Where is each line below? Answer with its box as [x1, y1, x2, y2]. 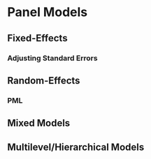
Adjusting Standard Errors [7, 53, 98, 63]
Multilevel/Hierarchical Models [7, 141, 145, 153]
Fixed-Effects [7, 32, 68, 44]
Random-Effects [7, 74, 80, 86]
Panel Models [7, 4, 88, 20]
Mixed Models [7, 117, 71, 130]
